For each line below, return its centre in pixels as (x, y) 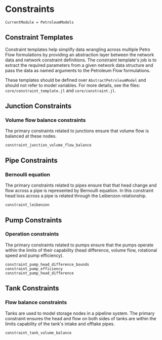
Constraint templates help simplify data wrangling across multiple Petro (78, 49)
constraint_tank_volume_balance (38, 333)
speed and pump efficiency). (34, 255)
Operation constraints (32, 234)
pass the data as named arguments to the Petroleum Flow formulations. (78, 70)
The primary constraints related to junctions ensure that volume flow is (77, 131)
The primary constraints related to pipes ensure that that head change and (81, 185)
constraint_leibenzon (27, 205)
